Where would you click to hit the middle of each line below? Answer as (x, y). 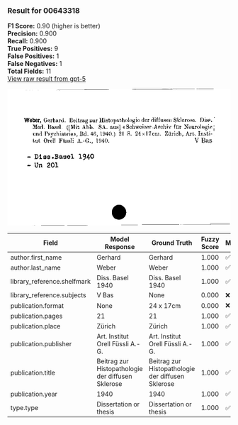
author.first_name (36, 257)
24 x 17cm (165, 305)
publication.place (35, 326)
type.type (24, 408)
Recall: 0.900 (27, 41)
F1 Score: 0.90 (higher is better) (54, 26)
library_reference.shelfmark (50, 282)
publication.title (33, 372)
